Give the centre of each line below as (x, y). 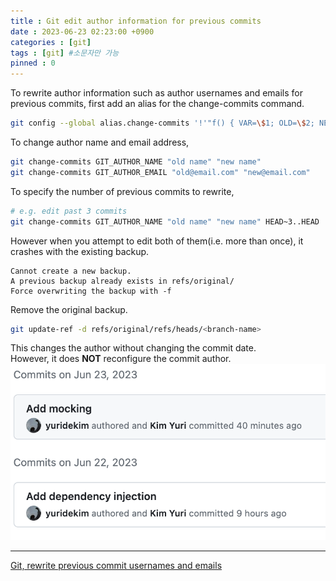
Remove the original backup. (69, 309)
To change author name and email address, (100, 142)
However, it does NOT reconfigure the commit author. (121, 359)
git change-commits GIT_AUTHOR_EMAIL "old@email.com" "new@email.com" (160, 172)
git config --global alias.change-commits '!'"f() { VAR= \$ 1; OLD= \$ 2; (162, 123)
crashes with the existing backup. (80, 251)
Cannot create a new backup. (71, 271)
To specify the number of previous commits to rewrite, (122, 191)
